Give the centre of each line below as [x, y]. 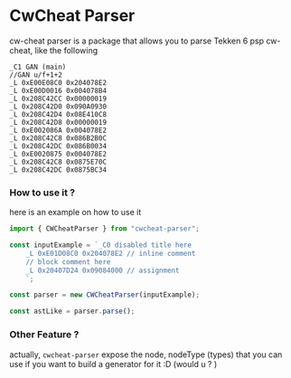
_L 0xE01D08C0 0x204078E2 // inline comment [111, 253]
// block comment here [68, 262]
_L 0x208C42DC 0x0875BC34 [58, 170]
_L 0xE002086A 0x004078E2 [58, 130]
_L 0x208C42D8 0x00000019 [58, 122]
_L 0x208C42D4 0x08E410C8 [58, 114]
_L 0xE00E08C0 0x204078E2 [58, 82]
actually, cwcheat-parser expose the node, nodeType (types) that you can [146, 354]
